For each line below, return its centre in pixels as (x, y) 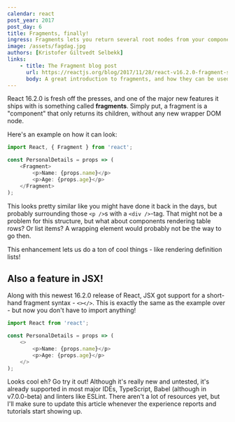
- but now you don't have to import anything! (72, 310)
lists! (14, 257)
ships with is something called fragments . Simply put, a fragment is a (107, 106)
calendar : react (31, 14)
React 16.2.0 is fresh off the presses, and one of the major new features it (113, 99)
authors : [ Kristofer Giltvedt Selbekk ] (65, 53)
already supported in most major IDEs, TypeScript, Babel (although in (107, 389)
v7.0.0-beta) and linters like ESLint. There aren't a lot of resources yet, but (114, 397)
